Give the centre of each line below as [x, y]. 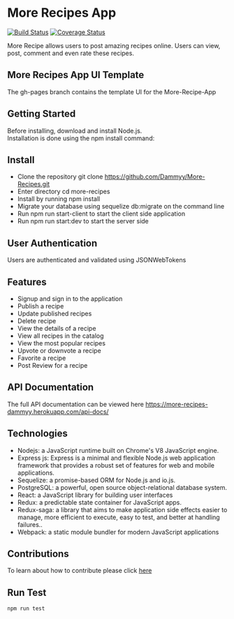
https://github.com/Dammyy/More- [155, 177]
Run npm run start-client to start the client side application [101, 214]
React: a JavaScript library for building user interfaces [95, 495]
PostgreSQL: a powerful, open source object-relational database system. [122, 487]
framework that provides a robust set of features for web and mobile [116, 465]
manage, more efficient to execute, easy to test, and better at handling [118, 517]
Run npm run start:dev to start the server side [83, 221]
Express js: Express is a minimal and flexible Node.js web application [116, 458]
